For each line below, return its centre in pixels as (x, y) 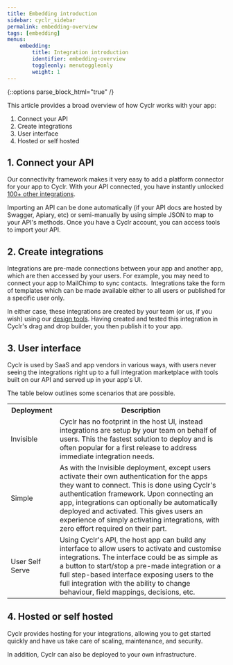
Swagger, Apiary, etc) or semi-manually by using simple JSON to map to (110, 215)
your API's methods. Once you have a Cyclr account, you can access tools (114, 223)
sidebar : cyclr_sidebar (42, 20)
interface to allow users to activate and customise (140, 548)
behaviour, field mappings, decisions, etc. (127, 592)
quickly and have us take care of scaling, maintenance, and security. (105, 641)
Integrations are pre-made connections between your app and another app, (115, 269)
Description (141, 410)
